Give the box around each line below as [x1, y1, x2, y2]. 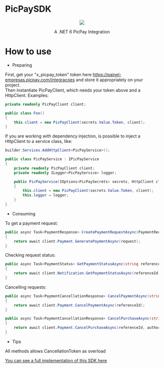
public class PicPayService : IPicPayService [5, 157, 99, 162]
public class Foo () [5, 111, 45, 115]
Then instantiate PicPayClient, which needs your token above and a [5, 87, 141, 93]
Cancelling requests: [5, 284, 46, 290]
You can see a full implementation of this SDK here [5, 357, 107, 363]
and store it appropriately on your [76, 77, 143, 83]
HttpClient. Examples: [5, 92, 49, 98]
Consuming [12, 210, 36, 216]
